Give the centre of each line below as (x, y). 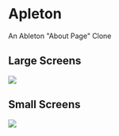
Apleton (35, 14)
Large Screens (45, 61)
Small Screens (44, 105)
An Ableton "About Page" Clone (60, 36)
